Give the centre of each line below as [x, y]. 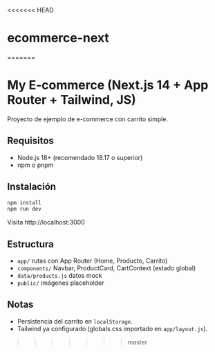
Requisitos [30, 141]
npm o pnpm [35, 165]
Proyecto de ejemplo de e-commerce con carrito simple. [87, 119]
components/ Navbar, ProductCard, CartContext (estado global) [106, 268]
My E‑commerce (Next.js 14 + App [108, 85]
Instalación [32, 187]
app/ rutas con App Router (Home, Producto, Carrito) [92, 261]
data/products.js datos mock [59, 276]
